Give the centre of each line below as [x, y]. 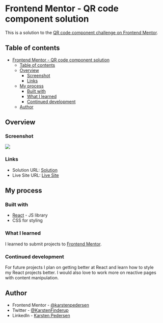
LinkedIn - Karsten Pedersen [41, 315]
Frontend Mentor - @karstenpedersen [51, 305]
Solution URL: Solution [35, 170]
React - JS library [30, 215]
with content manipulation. [32, 278]
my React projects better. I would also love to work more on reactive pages [81, 272]
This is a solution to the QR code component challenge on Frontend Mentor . [81, 32]
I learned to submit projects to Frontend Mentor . [54, 244]
